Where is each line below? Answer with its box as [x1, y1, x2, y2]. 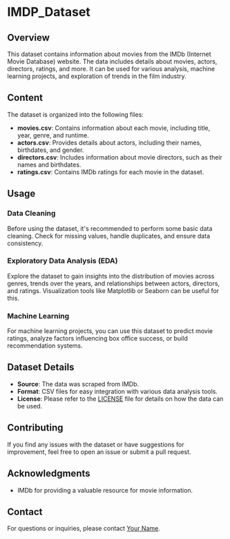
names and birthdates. [17, 160, 82, 169]
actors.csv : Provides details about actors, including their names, [17, 138, 202, 146]
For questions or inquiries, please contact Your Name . [7, 524, 161, 533]
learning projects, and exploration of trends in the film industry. [7, 72, 186, 80]
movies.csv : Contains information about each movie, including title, [17, 124, 211, 132]
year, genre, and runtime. [17, 131, 90, 139]
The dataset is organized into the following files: [7, 110, 144, 118]
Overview [7, 32, 50, 44]
